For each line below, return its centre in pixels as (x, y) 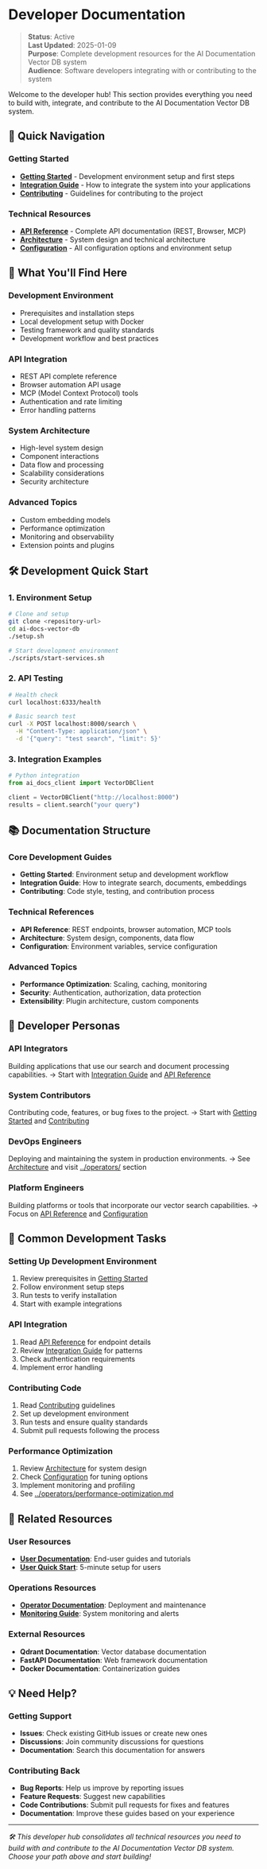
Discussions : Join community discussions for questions (112, 1742)
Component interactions (59, 457)
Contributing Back (44, 1771)
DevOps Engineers (45, 1141)
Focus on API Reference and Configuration (78, 1214)
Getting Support (40, 1716)
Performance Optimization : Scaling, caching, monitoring (113, 985)
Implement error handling (61, 1367)
